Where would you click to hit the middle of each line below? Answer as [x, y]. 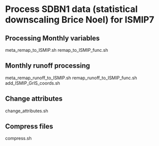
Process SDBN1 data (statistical [72, 9]
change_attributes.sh [27, 111]
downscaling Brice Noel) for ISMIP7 [80, 20]
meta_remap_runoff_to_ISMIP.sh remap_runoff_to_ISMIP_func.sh [71, 78]
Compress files [29, 126]
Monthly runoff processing [48, 66]
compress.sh [18, 139]
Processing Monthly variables [53, 38]
